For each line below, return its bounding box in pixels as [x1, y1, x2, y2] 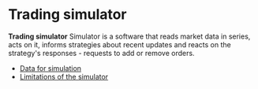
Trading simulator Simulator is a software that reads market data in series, [8, 32, 251, 41]
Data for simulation [19, 63, 81, 72]
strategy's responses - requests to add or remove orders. [8, 48, 195, 57]
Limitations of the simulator [19, 72, 109, 81]
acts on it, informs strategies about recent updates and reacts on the [8, 39, 231, 49]
